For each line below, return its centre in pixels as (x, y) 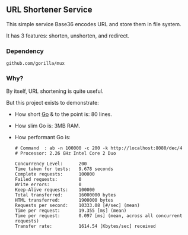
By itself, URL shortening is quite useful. (55, 91)
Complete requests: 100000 (55, 174)
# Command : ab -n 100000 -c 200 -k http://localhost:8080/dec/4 (98, 148)
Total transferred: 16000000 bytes (65, 195)
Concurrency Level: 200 (51, 164)
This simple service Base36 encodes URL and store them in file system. (94, 24)
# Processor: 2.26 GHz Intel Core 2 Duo (65, 153)
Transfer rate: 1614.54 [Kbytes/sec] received (85, 226)
